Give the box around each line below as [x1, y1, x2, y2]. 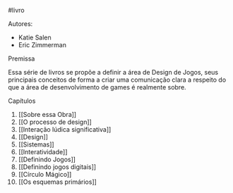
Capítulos [8, 96, 36, 105]
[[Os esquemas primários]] [18, 178, 97, 186]
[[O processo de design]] [18, 118, 92, 126]
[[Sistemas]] [18, 140, 55, 149]
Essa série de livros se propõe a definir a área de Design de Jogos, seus [8, 68, 218, 76]
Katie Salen [18, 33, 52, 42]
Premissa [8, 54, 35, 63]
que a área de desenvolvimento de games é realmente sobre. [8, 83, 186, 91]
